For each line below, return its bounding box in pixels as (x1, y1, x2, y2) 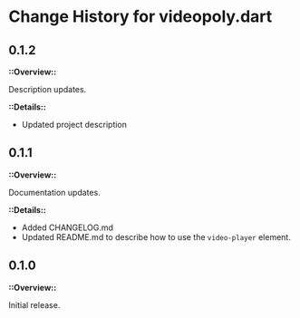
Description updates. (8, 84, 87, 94)
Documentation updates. (8, 187, 101, 198)
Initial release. (8, 299, 61, 310)
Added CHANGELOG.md (21, 222, 114, 233)
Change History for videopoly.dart (8, 6, 273, 27)
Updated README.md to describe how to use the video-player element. (21, 231, 291, 242)
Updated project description (21, 120, 128, 130)
